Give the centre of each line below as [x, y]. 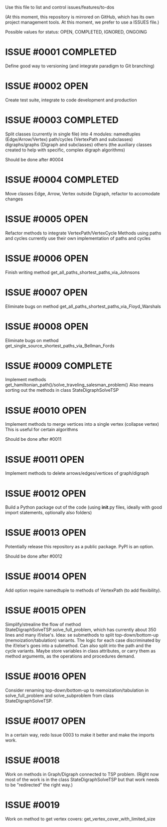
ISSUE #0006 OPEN [47, 258]
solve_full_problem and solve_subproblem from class [60, 696]
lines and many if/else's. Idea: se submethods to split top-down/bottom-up [82, 635]
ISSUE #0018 [32, 760]
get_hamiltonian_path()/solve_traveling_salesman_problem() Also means [79, 385]
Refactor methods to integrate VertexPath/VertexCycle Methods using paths [83, 233]
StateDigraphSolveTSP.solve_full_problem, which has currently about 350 [81, 630]
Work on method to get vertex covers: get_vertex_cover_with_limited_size [80, 819]
